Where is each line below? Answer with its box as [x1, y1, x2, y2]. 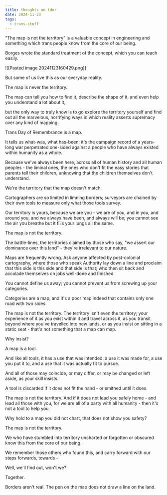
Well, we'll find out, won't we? [5, 464, 66, 470]
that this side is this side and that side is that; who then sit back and [5, 265, 145, 271]
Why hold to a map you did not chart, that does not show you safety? [5, 415, 147, 421]
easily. [5, 55, 18, 61]
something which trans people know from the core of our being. [5, 40, 137, 46]
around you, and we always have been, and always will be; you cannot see [5, 215, 159, 221]
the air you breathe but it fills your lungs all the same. [5, 220, 114, 226]
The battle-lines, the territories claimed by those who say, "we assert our [5, 239, 156, 245]
